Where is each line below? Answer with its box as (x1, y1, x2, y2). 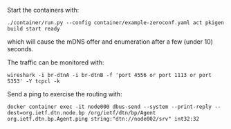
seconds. (7, 45, 34, 53)
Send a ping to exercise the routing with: (7, 90, 122, 98)
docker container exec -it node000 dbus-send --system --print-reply (7, 103, 212, 110)
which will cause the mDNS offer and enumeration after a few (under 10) (7, 37, 213, 46)
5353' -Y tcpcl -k (7, 78, 60, 85)
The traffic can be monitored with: (7, 58, 104, 67)
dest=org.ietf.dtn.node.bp (7, 110, 85, 117)
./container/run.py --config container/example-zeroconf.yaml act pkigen (7, 19, 225, 26)
